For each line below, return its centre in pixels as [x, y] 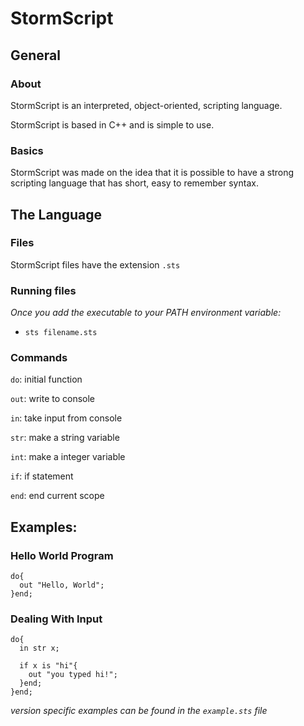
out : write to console [53, 399]
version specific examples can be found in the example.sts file [139, 711]
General [36, 55]
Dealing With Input [56, 619]
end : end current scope [57, 496]
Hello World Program [62, 555]
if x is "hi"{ [48, 666]
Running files [43, 290]
